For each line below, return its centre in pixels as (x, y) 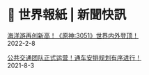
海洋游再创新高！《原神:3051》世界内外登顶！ (73, 35)
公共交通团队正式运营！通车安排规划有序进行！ (74, 58)
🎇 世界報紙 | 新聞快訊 (67, 15)
